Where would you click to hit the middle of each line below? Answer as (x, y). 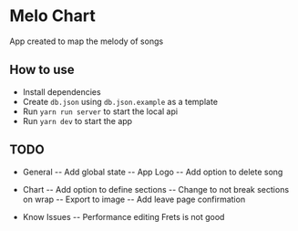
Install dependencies (62, 91)
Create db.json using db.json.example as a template (120, 101)
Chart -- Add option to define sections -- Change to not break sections (156, 189)
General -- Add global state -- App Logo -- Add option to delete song (153, 172)
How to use (42, 70)
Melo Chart (52, 16)
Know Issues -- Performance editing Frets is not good (123, 216)
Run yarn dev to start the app (77, 121)
